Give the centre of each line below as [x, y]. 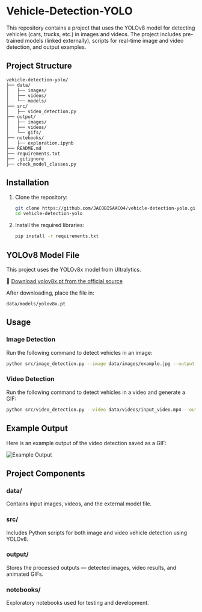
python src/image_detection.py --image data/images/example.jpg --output [101, 364]
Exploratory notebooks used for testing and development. [78, 603]
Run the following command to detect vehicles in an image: [79, 352]
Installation [28, 183]
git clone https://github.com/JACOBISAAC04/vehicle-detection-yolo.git [106, 208]
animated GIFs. [25, 574]
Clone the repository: [41, 197]
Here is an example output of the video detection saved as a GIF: [87, 443]
